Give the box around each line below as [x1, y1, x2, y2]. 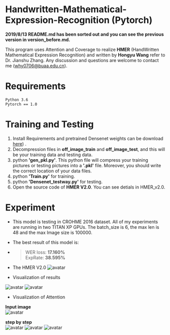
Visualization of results [12, 274, 61, 280]
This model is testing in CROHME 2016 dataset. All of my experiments [12, 219, 158, 225]
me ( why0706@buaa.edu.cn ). [5, 63, 67, 69]
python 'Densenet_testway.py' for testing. [12, 178, 103, 185]
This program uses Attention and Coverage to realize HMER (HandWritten [5, 46, 159, 52]
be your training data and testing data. [12, 151, 93, 158]
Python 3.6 [5, 97, 28, 102]
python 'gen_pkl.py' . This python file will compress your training [12, 157, 149, 163]
